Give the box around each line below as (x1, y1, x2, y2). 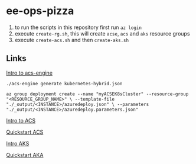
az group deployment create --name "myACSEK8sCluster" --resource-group (6, 91, 189, 97)
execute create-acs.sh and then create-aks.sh (14, 36, 129, 43)
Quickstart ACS (6, 128, 44, 136)
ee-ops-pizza (6, 4, 74, 18)
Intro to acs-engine (6, 69, 53, 76)
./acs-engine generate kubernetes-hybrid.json (6, 81, 123, 86)
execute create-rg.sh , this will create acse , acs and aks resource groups (14, 30, 190, 37)
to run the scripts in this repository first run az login (14, 24, 142, 31)
